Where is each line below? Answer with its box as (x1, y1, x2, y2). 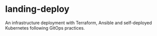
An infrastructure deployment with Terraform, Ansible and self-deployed (5, 20, 152, 26)
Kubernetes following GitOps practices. (5, 25, 85, 31)
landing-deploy (5, 3, 70, 15)
